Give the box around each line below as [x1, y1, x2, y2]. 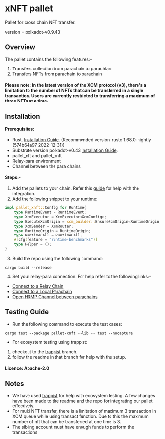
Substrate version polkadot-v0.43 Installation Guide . [12, 147, 118, 153]
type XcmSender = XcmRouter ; [14, 224, 74, 229]
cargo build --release [5, 265, 52, 270]
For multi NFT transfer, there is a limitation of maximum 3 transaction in [12, 408, 156, 414]
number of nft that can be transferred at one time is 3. [12, 419, 121, 425]
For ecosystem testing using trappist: [12, 339, 87, 345]
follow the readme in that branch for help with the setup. [12, 354, 126, 360]
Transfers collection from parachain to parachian [12, 66, 111, 71]
